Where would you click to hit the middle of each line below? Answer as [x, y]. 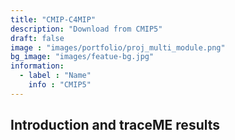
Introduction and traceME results [115, 125]
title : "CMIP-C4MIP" [53, 19]
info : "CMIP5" [60, 85]
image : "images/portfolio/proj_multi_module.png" [118, 47]
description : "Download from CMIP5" [86, 29]
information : [37, 66]
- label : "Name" [55, 76]
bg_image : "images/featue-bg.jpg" [82, 57]
